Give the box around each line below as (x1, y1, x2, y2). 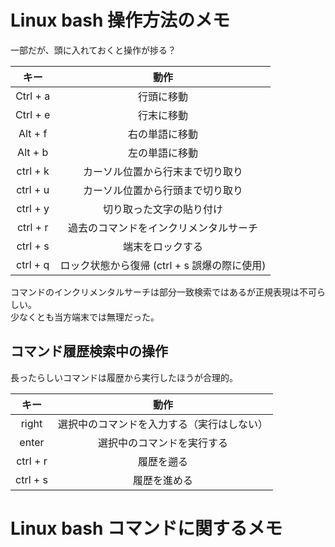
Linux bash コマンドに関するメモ (10, 517, 283, 540)
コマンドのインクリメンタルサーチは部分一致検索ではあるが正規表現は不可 (10, 286, 317, 298)
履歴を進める (132, 473, 193, 487)
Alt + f (18, 126, 48, 140)
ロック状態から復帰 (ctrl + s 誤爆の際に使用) (59, 258, 267, 272)
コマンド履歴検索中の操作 (10, 343, 168, 360)
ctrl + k (16, 164, 50, 178)
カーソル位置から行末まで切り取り (82, 164, 243, 178)
